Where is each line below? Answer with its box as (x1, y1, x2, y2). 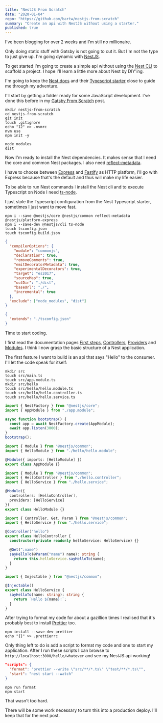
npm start (5, 689, 25, 694)
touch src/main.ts (5, 373, 43, 378)
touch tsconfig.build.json (5, 231, 60, 236)
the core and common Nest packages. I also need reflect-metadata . (5, 160, 142, 166)
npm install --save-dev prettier (5, 629, 73, 635)
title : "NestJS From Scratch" (5, 7, 67, 12)
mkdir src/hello (5, 381, 38, 387)
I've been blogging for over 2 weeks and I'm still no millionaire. (5, 39, 131, 45)
